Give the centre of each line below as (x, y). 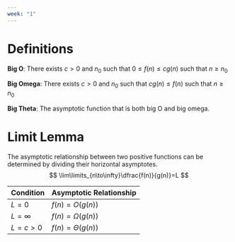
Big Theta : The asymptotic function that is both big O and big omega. (109, 108)
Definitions (41, 48)
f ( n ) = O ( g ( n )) (75, 204)
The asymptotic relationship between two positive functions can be (105, 156)
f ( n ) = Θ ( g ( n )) (75, 227)
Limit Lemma (46, 137)
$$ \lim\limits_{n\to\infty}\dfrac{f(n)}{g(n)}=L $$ (119, 175)
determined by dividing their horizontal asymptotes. (82, 164)
